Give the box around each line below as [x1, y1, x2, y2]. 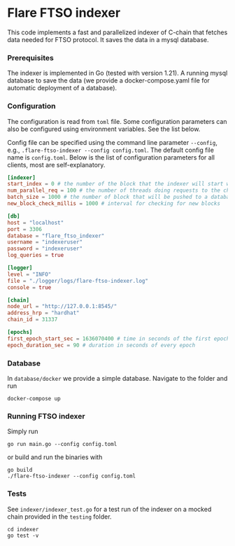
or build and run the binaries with [7, 453, 103, 461]
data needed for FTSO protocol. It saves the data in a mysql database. [7, 35, 209, 43]
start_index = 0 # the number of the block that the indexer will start [7, 181, 224, 188]
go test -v [7, 532, 39, 539]
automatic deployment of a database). [7, 84, 117, 92]
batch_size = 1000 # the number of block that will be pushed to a [7, 194, 208, 201]
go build [7, 467, 33, 474]
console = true [7, 283, 52, 291]
